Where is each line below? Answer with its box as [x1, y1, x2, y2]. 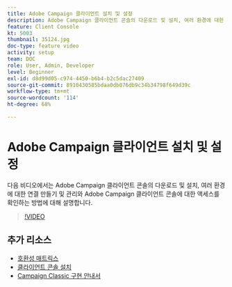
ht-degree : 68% [7, 101, 51, 108]
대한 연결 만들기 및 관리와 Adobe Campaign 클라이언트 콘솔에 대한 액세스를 [14, 189, 220, 198]
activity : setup [7, 49, 54, 56]
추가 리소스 [7, 234, 52, 246]
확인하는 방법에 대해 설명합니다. [7, 198, 93, 206]
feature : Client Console [7, 23, 79, 30]
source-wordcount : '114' [7, 95, 79, 102]
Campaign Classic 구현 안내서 [17, 271, 101, 279]
